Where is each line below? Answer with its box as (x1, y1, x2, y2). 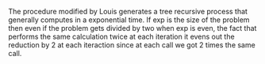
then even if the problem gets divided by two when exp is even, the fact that (8, 24, 257, 32)
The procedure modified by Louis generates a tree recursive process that (8, 7, 248, 16)
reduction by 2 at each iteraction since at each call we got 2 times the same (8, 40, 255, 50)
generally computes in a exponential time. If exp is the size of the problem (8, 15, 250, 24)
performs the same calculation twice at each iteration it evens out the (8, 32, 236, 41)
